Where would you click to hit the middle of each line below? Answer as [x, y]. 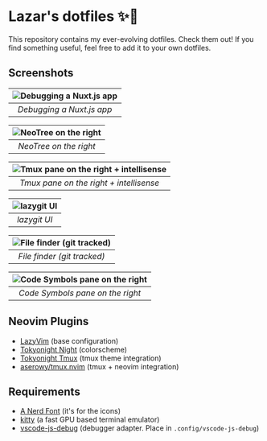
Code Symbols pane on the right [80, 293]
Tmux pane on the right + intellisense [89, 183]
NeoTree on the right [57, 146]
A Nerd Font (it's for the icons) [70, 411]
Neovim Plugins [49, 321]
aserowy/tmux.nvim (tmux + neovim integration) [99, 366]
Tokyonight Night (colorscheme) [73, 349]
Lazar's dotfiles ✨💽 [74, 16]
